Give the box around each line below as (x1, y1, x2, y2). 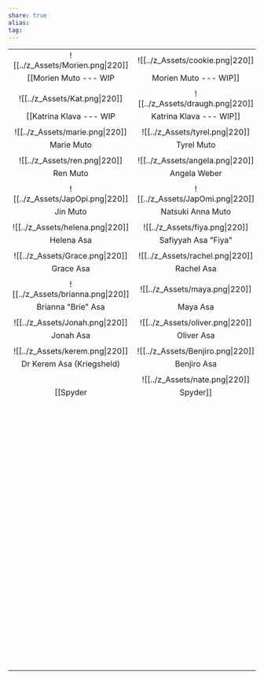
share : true (8, 11, 47, 20)
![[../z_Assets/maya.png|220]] (140, 284, 252, 295)
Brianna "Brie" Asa (36, 302, 105, 313)
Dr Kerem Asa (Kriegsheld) (20, 358, 120, 369)
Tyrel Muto (175, 139, 216, 150)
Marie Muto (49, 139, 93, 150)
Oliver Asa (176, 330, 215, 341)
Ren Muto (53, 168, 89, 179)
